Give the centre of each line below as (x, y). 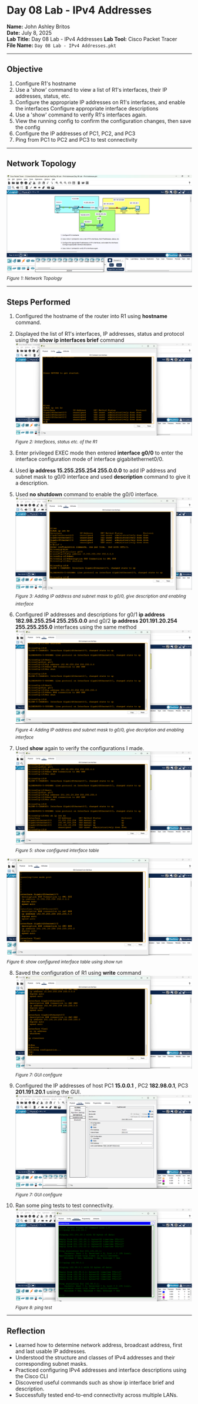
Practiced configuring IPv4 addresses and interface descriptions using (101, 1370)
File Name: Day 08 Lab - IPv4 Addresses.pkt (61, 45)
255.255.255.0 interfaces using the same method (76, 627)
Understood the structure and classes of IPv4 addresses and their (95, 1358)
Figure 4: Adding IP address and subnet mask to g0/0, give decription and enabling (100, 730)
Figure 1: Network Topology (34, 279)
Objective (25, 69)
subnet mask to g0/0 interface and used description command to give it (103, 477)
